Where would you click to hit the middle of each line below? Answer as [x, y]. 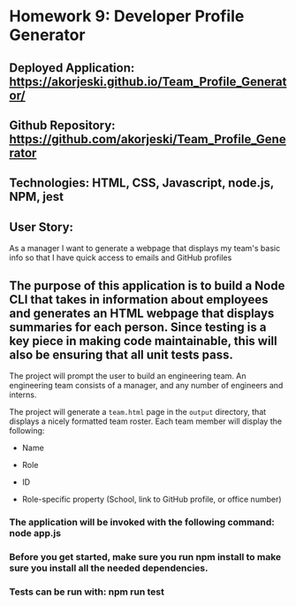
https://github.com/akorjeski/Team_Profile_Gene [148, 139]
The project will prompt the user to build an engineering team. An [128, 376]
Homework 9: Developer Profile [127, 16]
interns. [23, 395]
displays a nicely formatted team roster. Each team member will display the [146, 421]
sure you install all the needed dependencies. [109, 568]
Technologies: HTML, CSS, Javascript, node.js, [141, 183]
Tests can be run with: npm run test [87, 592]
